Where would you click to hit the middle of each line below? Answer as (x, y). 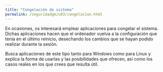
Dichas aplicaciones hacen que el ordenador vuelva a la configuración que (81, 34)
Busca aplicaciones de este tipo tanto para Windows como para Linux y (78, 54)
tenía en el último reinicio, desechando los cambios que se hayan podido (79, 39)
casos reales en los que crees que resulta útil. (52, 64)
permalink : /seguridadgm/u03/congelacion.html (54, 14)
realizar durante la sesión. (31, 44)
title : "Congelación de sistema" (40, 10)
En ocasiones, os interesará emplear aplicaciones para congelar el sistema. (82, 28)
